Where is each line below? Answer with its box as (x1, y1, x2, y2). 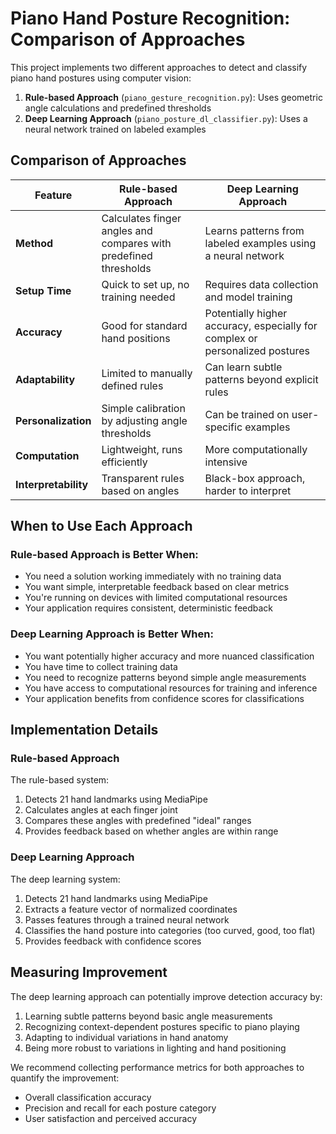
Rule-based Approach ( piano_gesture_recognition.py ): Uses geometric (24, 91, 323, 103)
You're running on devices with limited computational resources (24, 592, 288, 604)
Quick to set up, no (101, 277, 190, 291)
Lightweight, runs (101, 442, 183, 456)
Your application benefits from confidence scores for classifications (24, 692, 305, 704)
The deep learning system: (10, 873, 121, 885)
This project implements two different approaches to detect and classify (10, 61, 308, 73)
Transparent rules (101, 471, 185, 485)
